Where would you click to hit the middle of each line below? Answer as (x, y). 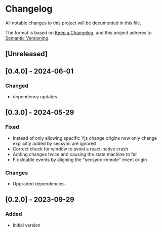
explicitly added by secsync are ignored (54, 143)
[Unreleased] (27, 54)
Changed (17, 86)
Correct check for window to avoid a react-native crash (70, 149)
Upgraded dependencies (38, 184)
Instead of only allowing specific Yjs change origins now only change (85, 138)
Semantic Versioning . (27, 38)
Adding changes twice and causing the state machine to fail (75, 154)
